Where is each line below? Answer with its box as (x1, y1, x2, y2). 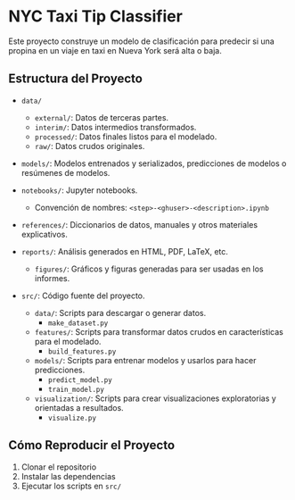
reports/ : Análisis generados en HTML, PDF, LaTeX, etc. (20, 246, 229, 256)
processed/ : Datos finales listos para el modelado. (34, 131, 217, 142)
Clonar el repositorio (20, 462, 97, 472)
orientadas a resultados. (34, 402, 124, 412)
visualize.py (47, 413, 97, 422)
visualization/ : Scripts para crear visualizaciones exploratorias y (34, 393, 277, 404)
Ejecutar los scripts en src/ (20, 480, 122, 491)
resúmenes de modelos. (20, 167, 111, 178)
